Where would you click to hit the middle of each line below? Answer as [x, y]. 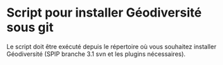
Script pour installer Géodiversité [104, 13]
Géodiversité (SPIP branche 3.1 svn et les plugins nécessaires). [96, 54]
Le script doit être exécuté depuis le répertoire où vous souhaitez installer [111, 46]
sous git [30, 27]
